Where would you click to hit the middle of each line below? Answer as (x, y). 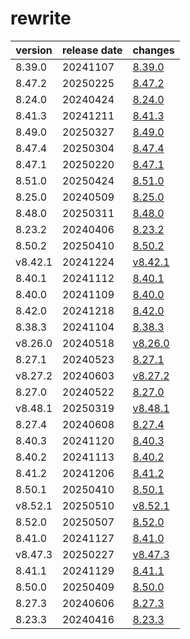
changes (153, 50)
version (34, 50)
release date (92, 50)
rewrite (41, 18)
